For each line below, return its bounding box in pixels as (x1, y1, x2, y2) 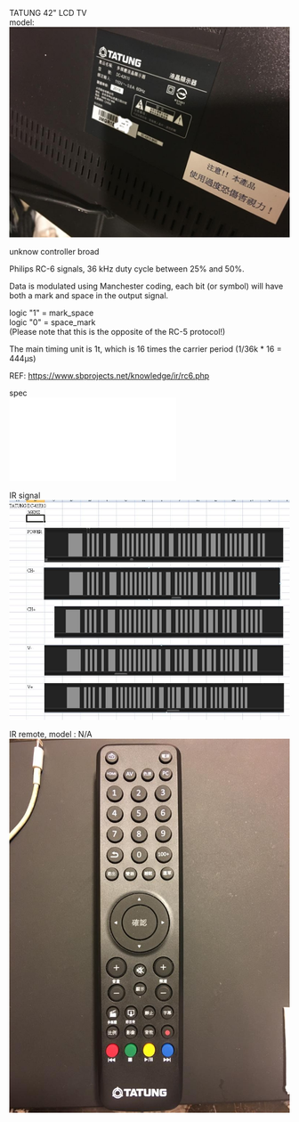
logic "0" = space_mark (9, 317, 96, 328)
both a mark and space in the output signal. (9, 290, 169, 301)
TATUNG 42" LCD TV (9, 8, 87, 18)
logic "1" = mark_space (9, 307, 94, 318)
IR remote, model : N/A (9, 728, 93, 739)
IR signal (9, 490, 41, 500)
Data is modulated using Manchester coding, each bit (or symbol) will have (9, 280, 284, 291)
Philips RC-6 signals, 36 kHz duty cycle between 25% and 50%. (9, 264, 245, 274)
